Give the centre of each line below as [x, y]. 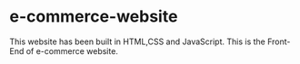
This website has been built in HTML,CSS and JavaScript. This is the [137, 41]
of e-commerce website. [72, 50]
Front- [279, 41]
